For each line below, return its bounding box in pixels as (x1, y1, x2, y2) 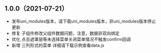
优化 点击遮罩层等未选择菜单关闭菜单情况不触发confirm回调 (11, 36, 131, 42)
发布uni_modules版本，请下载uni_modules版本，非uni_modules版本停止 (11, 18, 156, 24)
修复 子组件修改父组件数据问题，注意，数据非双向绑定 (11, 30, 120, 36)
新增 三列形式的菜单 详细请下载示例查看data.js (11, 42, 105, 48)
